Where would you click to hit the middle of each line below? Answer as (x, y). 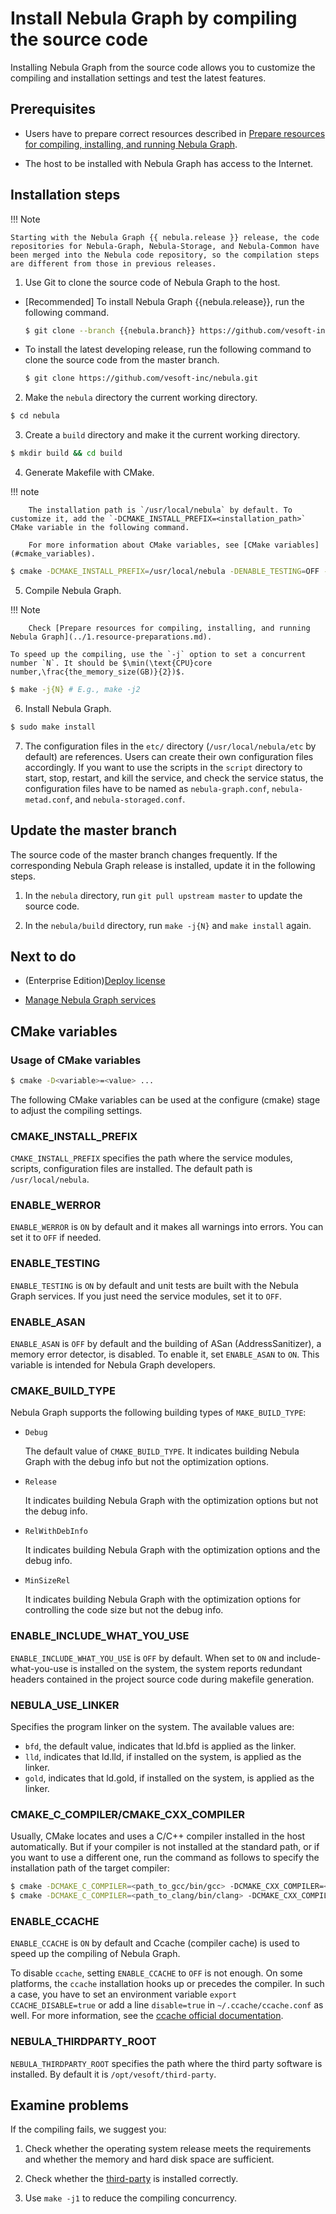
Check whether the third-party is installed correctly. (131, 2179)
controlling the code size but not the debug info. (124, 1610)
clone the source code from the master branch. (122, 360)
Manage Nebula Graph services (90, 1000)
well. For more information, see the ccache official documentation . (147, 2016)
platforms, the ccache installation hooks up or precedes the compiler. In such (167, 1984)
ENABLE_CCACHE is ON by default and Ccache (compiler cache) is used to (155, 1943)
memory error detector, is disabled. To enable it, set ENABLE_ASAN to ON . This (165, 1354)
